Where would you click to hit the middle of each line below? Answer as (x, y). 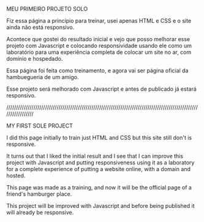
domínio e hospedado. (35, 59)
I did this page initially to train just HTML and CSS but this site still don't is (99, 138)
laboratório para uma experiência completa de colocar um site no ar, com (99, 52)
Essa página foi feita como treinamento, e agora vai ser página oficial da (97, 71)
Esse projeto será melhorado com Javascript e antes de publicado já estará (102, 89)
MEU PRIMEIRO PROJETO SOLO (47, 9)
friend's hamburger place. (39, 194)
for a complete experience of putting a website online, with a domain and (99, 169)
